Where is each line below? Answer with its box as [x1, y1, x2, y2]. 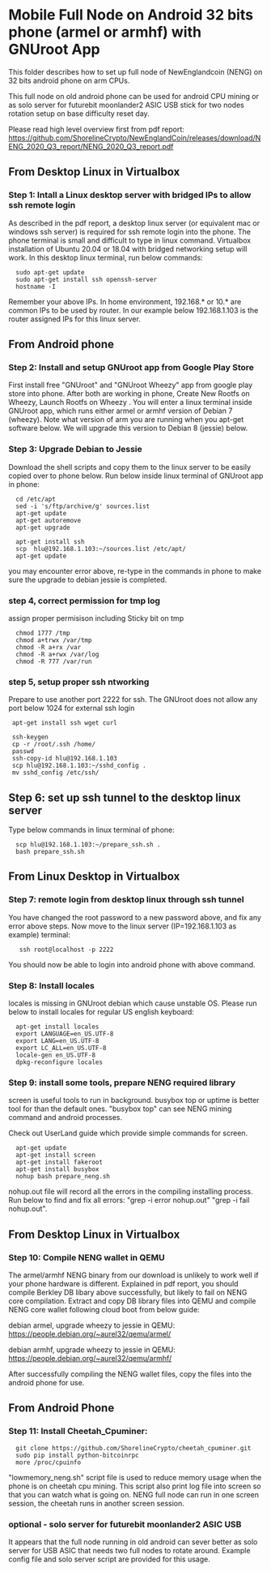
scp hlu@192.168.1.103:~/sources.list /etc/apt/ [15, 545, 186, 553]
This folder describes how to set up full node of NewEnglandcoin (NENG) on [8, 67, 263, 76]
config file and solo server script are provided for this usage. [8, 1554, 210, 1564]
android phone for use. [8, 1377, 85, 1387]
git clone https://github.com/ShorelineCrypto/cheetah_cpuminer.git [15, 1444, 252, 1452]
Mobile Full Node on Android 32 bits [8, 6, 253, 24]
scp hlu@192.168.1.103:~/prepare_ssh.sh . [15, 841, 161, 849]
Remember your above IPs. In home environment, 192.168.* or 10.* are [8, 296, 242, 306]
